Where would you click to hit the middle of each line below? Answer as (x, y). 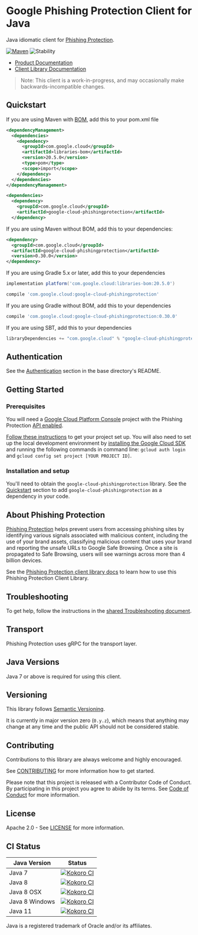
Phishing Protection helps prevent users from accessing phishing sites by (95, 529)
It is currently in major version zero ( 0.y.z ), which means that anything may (98, 720)
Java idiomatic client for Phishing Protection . (60, 40)
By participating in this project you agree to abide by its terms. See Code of (98, 789)
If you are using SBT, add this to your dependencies (69, 327)
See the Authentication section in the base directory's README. (83, 371)
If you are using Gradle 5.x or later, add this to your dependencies (86, 273)
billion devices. (24, 560)
